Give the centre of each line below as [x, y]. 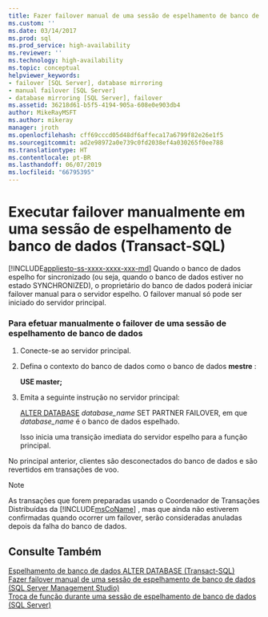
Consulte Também [55, 552]
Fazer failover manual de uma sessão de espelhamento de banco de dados [132, 579]
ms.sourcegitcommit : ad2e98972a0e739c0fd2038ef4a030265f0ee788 [116, 142]
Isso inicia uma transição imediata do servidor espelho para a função [134, 437]
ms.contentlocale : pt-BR [50, 157]
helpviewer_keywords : [44, 75]
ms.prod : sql [30, 38]
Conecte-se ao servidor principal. [76, 351]
